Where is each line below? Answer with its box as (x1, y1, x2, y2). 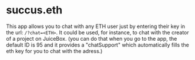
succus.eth (6, 3, 63, 17)
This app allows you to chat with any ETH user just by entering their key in (6, 23, 186, 30)
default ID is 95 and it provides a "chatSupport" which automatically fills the (6, 41, 189, 48)
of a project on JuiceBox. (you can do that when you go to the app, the (6, 35, 177, 42)
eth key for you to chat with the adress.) (6, 47, 103, 54)
